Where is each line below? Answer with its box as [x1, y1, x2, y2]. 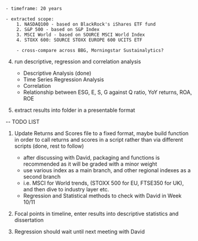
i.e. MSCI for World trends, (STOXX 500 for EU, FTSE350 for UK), [23, 179, 184, 187]
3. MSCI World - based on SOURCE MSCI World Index [16, 32, 145, 38]
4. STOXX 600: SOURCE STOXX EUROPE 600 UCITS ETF [16, 37, 143, 43]
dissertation [14, 216, 44, 224]
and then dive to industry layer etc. [23, 186, 109, 193]
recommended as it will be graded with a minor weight [23, 160, 157, 167]
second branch [23, 173, 61, 180]
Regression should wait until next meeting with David [14, 228, 145, 235]
